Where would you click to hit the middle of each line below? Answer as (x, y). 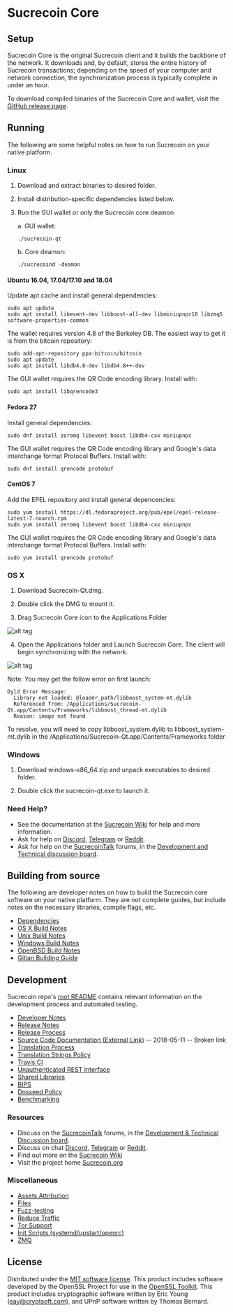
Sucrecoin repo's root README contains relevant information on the (105, 997)
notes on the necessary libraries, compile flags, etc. (82, 907)
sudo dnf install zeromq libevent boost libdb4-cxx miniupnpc (99, 435)
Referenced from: (39, 704)
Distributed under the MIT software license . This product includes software (115, 1278)
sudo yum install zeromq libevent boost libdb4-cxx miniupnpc (99, 524)
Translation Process (46, 1047)
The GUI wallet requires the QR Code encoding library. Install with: (102, 379)
